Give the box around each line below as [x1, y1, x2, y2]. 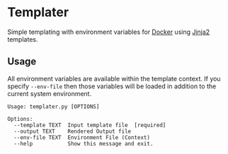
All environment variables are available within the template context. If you [7, 74, 221, 83]
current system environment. [7, 89, 92, 97]
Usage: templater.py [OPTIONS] [7, 103, 100, 110]
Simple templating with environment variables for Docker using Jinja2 [7, 28, 210, 36]
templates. [7, 35, 38, 43]
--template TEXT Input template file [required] [13, 122, 166, 129]
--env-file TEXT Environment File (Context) [13, 134, 151, 141]
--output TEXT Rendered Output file [13, 128, 132, 135]
